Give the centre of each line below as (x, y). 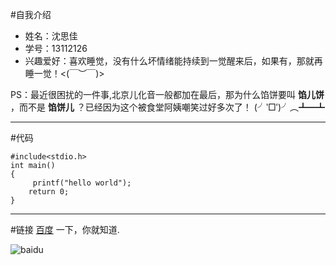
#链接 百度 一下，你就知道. (65, 229)
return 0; (49, 192)
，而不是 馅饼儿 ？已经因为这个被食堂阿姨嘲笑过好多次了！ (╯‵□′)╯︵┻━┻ (168, 107)
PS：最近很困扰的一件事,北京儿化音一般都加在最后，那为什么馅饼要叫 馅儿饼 (167, 94)
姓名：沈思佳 (51, 36)
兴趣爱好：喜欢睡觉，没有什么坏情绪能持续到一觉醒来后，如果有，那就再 (173, 61)
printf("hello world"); (82, 183)
